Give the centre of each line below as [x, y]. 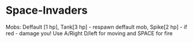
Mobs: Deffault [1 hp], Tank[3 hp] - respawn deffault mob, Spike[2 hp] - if [96, 27]
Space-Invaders [47, 10]
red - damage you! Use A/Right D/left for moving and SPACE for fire [89, 33]
